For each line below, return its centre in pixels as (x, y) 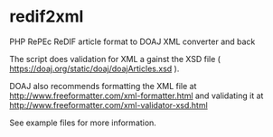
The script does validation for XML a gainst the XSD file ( (115, 59)
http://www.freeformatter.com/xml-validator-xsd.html (108, 105)
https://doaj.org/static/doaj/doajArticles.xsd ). (94, 68)
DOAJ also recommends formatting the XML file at (103, 86)
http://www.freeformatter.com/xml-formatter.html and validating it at (136, 96)
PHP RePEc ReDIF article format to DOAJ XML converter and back (132, 41)
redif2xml (47, 17)
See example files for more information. (83, 123)
